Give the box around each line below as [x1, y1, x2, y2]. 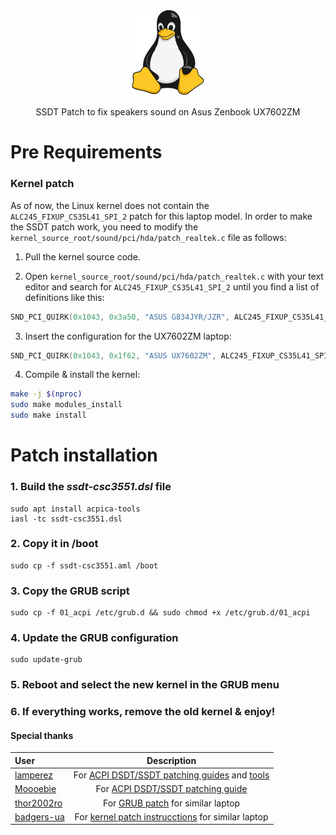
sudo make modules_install [10, 400, 123, 410]
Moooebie [14, 783, 57, 795]
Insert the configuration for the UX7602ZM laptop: [24, 330, 232, 342]
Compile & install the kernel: [24, 369, 141, 381]
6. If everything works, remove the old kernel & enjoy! [10, 705, 276, 719]
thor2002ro [14, 797, 63, 809]
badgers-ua [14, 810, 65, 823]
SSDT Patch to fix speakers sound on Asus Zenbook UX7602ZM [35, 106, 301, 118]
